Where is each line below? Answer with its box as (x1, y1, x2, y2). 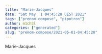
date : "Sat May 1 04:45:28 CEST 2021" (5, 12, 87, 17)
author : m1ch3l (5, 21, 36, 26)
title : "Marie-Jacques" (5, 7, 54, 12)
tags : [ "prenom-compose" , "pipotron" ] (5, 16, 84, 21)
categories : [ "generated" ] (5, 26, 60, 30)
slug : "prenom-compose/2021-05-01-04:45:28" (5, 30, 98, 35)
